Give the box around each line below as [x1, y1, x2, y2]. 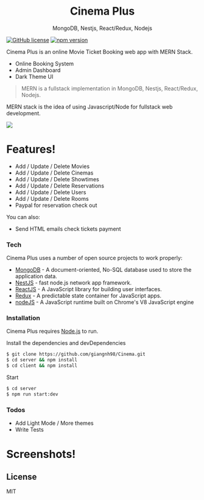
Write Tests [15, 426, 44, 433]
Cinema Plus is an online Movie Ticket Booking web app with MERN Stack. [6, 48, 193, 56]
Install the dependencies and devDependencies [6, 339, 126, 347]
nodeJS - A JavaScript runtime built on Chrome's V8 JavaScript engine [15, 299, 194, 306]
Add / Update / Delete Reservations [15, 182, 105, 189]
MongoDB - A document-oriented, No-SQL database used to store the [15, 266, 192, 274]
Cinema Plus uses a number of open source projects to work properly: [6, 255, 183, 262]
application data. [15, 273, 58, 280]
